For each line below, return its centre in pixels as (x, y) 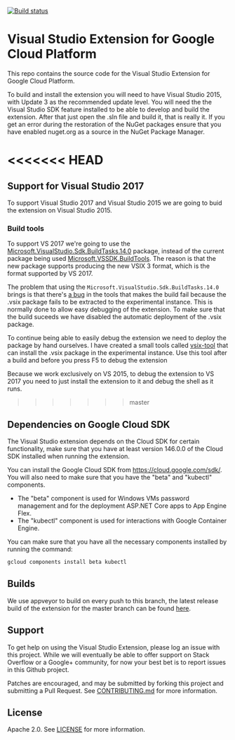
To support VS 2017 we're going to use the (69, 244)
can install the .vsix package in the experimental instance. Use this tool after (117, 353)
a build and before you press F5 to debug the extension (87, 361)
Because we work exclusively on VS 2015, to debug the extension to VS (111, 374)
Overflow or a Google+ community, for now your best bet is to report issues (117, 662)
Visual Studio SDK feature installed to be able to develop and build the (108, 109)
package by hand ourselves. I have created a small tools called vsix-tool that (118, 345)
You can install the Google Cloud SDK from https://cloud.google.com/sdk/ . (115, 470)
